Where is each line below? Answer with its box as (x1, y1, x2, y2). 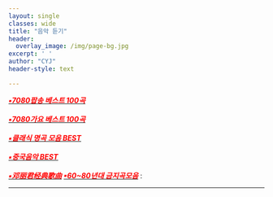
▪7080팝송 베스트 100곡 (8, 95, 86, 105)
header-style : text (8, 65, 75, 73)
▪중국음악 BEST (8, 151, 58, 161)
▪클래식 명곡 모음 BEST (8, 133, 81, 142)
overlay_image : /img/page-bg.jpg (15, 42, 129, 50)
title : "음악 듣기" (8, 27, 67, 35)
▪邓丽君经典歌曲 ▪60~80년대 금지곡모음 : (8, 170, 143, 180)
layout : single (8, 11, 60, 20)
